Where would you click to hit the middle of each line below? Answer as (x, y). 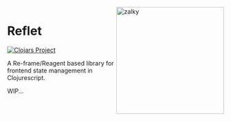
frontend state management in (50, 70)
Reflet (25, 31)
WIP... (15, 91)
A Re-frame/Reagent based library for (61, 63)
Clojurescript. (26, 77)
